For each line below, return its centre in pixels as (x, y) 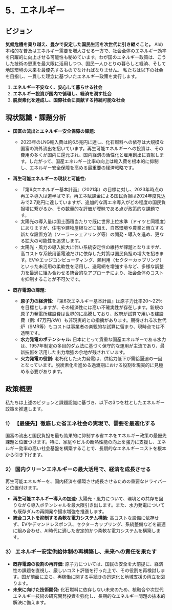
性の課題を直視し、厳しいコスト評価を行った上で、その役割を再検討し (87, 570)
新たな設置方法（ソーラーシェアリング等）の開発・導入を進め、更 (90, 234)
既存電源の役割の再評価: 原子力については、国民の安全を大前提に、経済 (88, 564)
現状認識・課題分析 (36, 118)
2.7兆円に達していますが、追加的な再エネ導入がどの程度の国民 (95, 202)
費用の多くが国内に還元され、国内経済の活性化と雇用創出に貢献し (90, 155)
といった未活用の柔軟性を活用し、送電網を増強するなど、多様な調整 (92, 266)
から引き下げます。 (25, 455)
